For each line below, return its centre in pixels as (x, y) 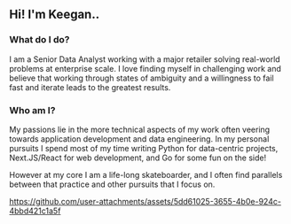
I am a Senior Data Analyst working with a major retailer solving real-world (145, 59)
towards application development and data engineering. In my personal (139, 139)
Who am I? (32, 110)
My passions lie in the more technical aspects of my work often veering (140, 129)
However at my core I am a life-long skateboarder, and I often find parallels (146, 174)
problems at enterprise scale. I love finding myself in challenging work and (145, 68)
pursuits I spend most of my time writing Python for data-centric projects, (144, 148)
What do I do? (39, 40)
